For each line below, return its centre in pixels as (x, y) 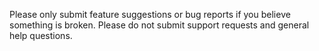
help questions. (41, 35)
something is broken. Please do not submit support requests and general (159, 25)
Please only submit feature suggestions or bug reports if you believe (150, 14)
